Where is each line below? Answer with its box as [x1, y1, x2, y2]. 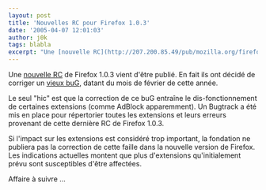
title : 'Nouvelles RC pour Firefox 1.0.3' [8, 19, 150, 27]
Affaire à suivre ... [8, 174, 66, 184]
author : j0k [8, 33, 47, 42]
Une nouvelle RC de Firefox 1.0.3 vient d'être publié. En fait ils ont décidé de [8, 70, 256, 79]
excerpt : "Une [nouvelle [8, 48, 90, 56]
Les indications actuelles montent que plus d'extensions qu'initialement [8, 151, 241, 160]
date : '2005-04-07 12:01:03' [8, 26, 104, 34]
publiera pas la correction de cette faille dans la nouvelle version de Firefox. [8, 143, 256, 151]
